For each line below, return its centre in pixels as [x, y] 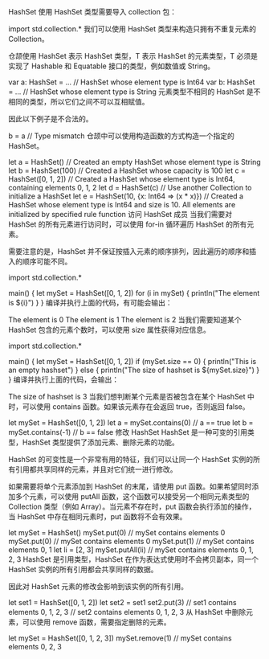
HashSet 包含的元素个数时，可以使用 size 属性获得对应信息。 [109, 329]
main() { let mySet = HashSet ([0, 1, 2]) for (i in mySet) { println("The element [134, 293]
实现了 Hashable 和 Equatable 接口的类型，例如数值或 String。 [112, 66]
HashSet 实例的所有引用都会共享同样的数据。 [83, 569]
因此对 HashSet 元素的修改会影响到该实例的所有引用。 [98, 586]
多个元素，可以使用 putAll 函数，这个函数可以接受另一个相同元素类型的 [132, 496]
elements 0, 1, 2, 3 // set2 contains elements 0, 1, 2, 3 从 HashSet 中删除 [127, 612]
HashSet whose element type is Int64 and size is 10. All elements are [122, 205]
